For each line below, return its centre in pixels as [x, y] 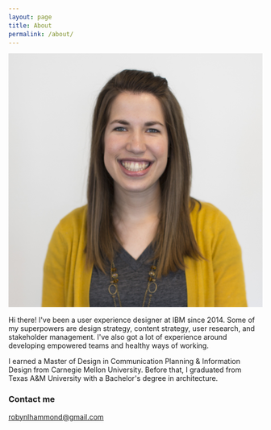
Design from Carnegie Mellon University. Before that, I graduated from [125, 370]
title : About [30, 25]
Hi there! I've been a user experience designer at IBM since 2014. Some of [132, 320]
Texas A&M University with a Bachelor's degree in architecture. [113, 378]
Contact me [32, 399]
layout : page [30, 17]
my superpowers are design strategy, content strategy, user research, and [132, 329]
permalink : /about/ [41, 34]
